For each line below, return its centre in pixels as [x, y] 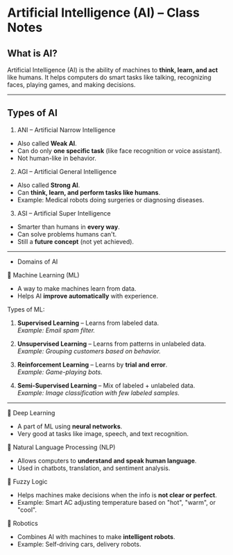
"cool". [27, 510]
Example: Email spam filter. [56, 330]
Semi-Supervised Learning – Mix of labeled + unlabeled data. [106, 385]
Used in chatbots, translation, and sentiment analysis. [94, 468]
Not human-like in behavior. [57, 158]
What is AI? [32, 53]
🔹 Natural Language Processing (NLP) [61, 447]
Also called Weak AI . [47, 143]
